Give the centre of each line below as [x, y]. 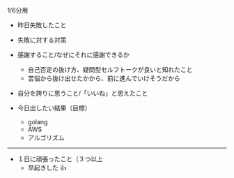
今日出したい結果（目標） [54, 108]
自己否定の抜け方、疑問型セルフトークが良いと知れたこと [110, 69]
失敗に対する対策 [42, 40]
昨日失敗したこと [42, 25]
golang [38, 122]
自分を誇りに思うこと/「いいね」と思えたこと [83, 93]
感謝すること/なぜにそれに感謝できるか [73, 55]
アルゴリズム [46, 138]
